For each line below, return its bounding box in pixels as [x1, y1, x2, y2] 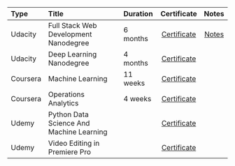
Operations [48, 90, 85, 99]
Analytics [48, 98, 79, 107]
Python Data [48, 110, 89, 119]
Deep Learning [48, 50, 97, 59]
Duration [123, 9, 153, 18]
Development [48, 29, 92, 39]
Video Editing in [48, 139, 100, 148]
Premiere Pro [48, 147, 92, 156]
